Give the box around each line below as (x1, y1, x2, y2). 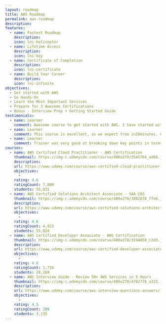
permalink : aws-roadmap (5, 16, 54, 21)
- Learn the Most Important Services (9, 100, 87, 105)
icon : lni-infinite (14, 81, 54, 86)
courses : (5, 146, 23, 151)
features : (5, 26, 26, 31)
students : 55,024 (14, 228, 50, 233)
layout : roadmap (5, 7, 39, 12)
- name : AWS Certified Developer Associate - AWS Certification (9, 233, 145, 238)
